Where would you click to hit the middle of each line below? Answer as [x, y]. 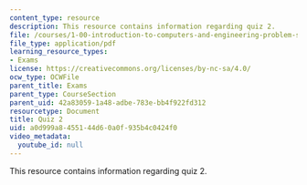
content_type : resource [55, 18]
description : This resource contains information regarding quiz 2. [143, 26]
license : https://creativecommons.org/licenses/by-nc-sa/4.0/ [130, 69]
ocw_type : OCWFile [44, 77]
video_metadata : [40, 137]
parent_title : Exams [49, 86]
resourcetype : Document [55, 111]
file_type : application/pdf [63, 43]
